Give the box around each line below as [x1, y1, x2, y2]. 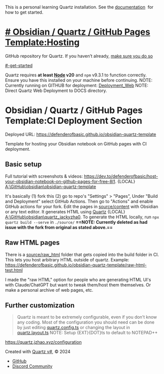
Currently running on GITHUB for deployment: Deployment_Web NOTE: [5, 82, 148, 88]
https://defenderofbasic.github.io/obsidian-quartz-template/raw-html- [5, 262, 147, 268]
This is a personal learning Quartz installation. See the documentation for [5, 4, 154, 10]
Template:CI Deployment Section [5, 115, 142, 126]
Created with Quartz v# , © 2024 [5, 349, 70, 354]
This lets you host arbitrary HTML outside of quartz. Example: [5, 257, 130, 262]
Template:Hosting [5, 37, 80, 48]
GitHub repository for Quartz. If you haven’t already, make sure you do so [5, 53, 153, 59]
